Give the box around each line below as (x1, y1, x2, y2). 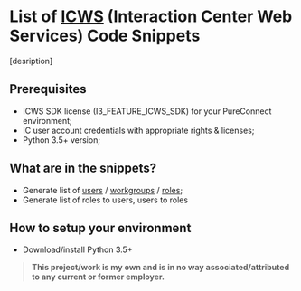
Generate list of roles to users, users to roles (22, 194, 188, 205)
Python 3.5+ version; (22, 134, 101, 145)
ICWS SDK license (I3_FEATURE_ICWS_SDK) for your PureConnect (22, 106, 272, 117)
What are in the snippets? (9, 161, 157, 176)
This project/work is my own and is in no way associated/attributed (31, 262, 290, 273)
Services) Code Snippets (9, 25, 201, 46)
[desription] (9, 55, 53, 66)
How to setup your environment (9, 220, 192, 236)
